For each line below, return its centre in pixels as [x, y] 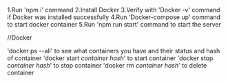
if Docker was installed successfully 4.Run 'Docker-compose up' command [114, 17]
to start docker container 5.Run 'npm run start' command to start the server [114, 24]
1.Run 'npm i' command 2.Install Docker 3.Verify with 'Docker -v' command [114, 10]
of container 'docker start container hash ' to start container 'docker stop [110, 58]
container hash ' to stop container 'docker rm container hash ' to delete [107, 65]
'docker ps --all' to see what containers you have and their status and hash [114, 51]
